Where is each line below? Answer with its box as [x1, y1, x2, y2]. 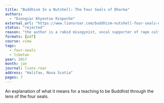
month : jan [5, 61, 27, 66]
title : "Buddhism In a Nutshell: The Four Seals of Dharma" [5, 7, 130, 12]
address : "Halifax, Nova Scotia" [5, 70, 73, 75]
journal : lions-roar [5, 66, 47, 71]
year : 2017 [5, 57, 27, 62]
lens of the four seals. [5, 93, 49, 99]
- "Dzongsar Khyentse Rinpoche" [9, 16, 76, 21]
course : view [5, 39, 32, 44]
